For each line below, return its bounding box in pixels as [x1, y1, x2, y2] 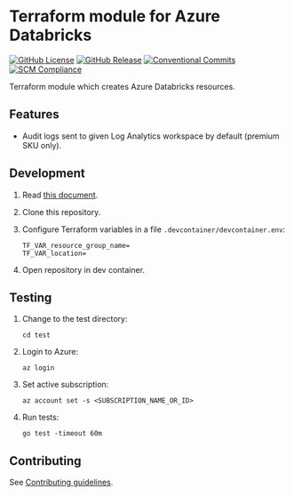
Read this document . [21, 189, 99, 200]
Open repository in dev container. [21, 264, 145, 275]
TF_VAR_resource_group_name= [21, 241, 131, 250]
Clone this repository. [21, 206, 101, 217]
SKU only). [21, 140, 62, 150]
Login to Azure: [21, 347, 78, 357]
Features [9, 107, 60, 122]
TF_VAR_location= [21, 249, 87, 258]
